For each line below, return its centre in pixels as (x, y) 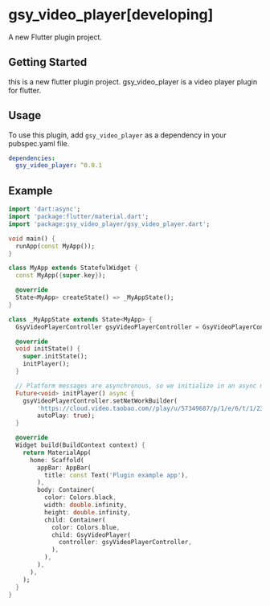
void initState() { (48, 349)
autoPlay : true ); (66, 416)
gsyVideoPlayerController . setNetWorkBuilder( (100, 401)
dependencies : (32, 158)
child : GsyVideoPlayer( (91, 535)
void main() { (32, 239)
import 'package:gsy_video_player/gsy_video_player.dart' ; (109, 224)
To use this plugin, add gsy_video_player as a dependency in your (117, 135)
